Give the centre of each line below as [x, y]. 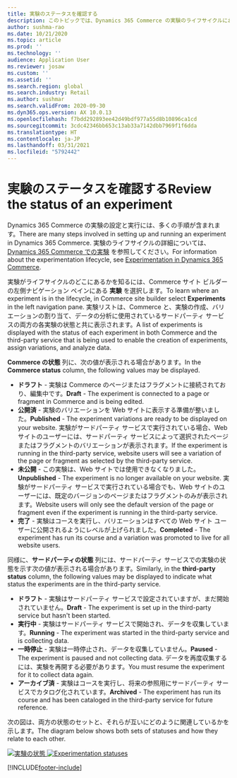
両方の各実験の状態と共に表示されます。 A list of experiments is [111, 324]
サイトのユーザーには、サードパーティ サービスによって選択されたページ [123, 436]
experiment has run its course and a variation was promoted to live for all [123, 538]
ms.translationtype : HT [42, 132]
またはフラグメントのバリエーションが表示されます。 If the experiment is [122, 445]
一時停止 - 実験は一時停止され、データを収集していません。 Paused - [117, 649]
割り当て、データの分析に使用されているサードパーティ [124, 315]
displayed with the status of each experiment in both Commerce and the [112, 332]
